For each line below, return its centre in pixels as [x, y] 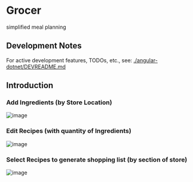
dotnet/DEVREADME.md [36, 66]
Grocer [24, 10]
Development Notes [44, 46]
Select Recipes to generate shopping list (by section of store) [97, 159]
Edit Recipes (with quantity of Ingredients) [69, 131]
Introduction [30, 85]
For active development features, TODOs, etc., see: [69, 60]
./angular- [146, 60]
